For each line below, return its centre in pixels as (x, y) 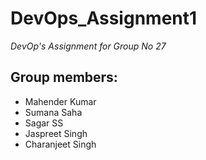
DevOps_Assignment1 (104, 18)
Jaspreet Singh (56, 133)
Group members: (64, 77)
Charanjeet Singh (60, 144)
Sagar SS (44, 123)
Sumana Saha (53, 112)
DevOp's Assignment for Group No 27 (88, 46)
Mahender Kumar (60, 101)
